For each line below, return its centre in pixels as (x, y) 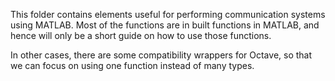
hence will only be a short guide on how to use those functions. (141, 35)
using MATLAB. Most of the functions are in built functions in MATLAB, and (165, 25)
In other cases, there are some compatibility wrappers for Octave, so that (161, 55)
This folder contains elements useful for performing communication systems (168, 14)
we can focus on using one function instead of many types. (132, 65)
